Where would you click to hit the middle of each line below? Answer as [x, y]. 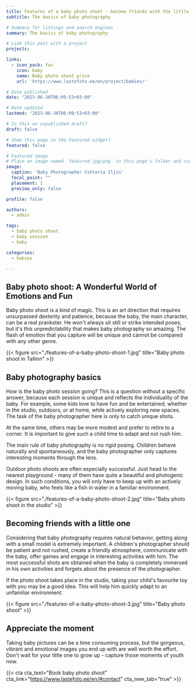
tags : [13, 226]
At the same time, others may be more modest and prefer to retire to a [90, 427]
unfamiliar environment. [34, 593]
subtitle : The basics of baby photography [58, 17]
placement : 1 [27, 183]
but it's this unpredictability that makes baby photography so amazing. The [96, 329]
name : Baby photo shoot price [53, 76]
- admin [21, 215]
